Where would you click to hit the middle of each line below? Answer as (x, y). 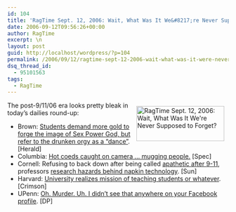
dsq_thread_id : (29, 66)
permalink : (23, 60)
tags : (15, 79)
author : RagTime (31, 33)
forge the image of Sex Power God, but (74, 134)
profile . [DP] (35, 201)
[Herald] (29, 149)
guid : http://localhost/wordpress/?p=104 (69, 53)
